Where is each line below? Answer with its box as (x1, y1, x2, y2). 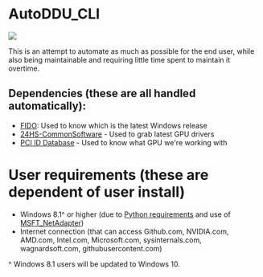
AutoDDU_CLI (8, 5, 101, 23)
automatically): (8, 100, 87, 113)
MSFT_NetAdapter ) (19, 218, 84, 227)
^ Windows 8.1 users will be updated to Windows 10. (8, 259, 181, 269)
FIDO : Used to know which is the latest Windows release (19, 120, 208, 130)
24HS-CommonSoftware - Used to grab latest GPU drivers (19, 129, 215, 139)
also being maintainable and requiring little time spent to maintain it (8, 55, 231, 64)
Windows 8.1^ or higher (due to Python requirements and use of (19, 210, 231, 219)
